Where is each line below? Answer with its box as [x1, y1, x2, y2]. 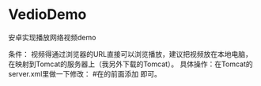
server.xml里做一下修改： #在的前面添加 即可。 [8, 69, 162, 78]
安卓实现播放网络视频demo [8, 32, 96, 42]
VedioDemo [8, 6, 87, 24]
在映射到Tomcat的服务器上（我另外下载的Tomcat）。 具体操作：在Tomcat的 [8, 59, 253, 69]
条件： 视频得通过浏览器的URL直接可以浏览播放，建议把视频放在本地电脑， [8, 49, 253, 58]
